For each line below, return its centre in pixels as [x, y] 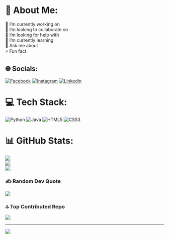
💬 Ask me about [22, 45]
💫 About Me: [32, 10]
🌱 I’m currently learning [29, 40]
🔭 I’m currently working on [33, 24]
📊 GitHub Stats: [39, 141]
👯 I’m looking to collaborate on [37, 29]
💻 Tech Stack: [36, 102]
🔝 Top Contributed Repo [35, 206]
